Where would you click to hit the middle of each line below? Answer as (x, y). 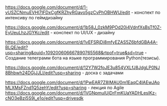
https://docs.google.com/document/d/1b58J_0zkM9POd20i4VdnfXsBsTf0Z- (83, 27)
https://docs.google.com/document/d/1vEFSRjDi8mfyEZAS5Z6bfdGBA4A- (82, 42)
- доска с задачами (103, 73)
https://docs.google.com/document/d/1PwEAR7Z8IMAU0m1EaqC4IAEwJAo (83, 82)
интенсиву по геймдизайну (34, 18)
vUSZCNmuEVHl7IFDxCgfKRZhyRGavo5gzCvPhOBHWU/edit (68, 12)
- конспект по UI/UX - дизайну (83, 32)
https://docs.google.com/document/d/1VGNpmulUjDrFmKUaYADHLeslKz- (81, 93)
